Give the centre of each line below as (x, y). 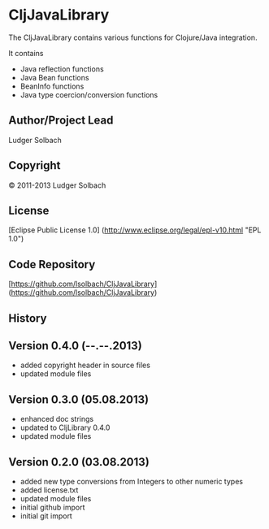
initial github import (52, 507)
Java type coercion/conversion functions (89, 94)
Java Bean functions (54, 77)
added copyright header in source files (85, 365)
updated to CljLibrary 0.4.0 (65, 427)
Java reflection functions (62, 69)
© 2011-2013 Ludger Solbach (57, 185)
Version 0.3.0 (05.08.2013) (78, 399)
